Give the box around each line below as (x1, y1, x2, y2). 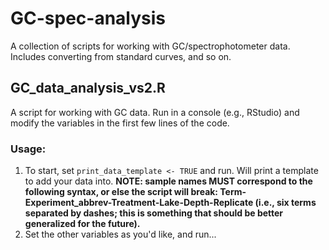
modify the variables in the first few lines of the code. (10, 117, 230, 129)
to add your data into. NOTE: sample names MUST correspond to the (24, 175, 313, 187)
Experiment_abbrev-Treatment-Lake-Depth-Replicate (24, 197, 254, 209)
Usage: (10, 142, 47, 156)
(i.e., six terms (254, 197, 317, 209)
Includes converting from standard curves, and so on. (10, 50, 232, 62)
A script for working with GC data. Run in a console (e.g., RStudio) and (10, 106, 300, 118)
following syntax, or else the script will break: (24, 186, 219, 198)
